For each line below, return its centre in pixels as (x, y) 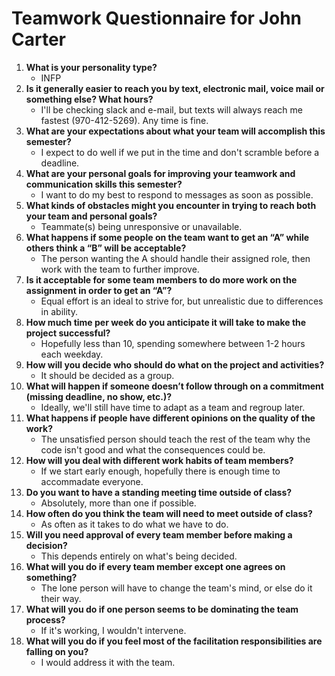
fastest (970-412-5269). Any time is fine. (124, 120)
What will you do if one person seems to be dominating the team (162, 609)
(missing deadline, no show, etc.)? (99, 396)
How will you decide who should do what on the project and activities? (175, 364)
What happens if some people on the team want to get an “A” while (167, 237)
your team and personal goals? (91, 216)
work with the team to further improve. (120, 269)
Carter (38, 39)
